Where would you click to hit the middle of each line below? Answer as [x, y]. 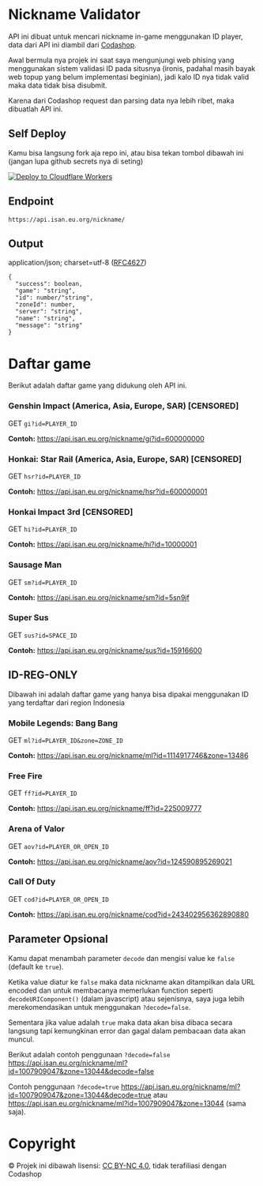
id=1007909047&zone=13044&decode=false [81, 1071]
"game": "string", [46, 291]
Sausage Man [35, 565]
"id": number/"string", [54, 298]
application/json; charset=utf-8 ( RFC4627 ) [78, 263]
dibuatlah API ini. [36, 109]
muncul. [21, 1039]
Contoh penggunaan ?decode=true [64, 1087]
